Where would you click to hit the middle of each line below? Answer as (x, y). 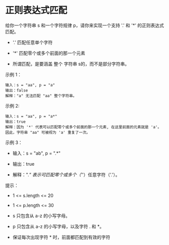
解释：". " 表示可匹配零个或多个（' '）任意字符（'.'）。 (66, 174)
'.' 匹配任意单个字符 (33, 42)
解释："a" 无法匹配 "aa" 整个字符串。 (41, 96)
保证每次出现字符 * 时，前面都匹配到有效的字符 (61, 237)
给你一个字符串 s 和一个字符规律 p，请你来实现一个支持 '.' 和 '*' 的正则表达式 (85, 25)
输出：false (17, 90)
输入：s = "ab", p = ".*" (37, 153)
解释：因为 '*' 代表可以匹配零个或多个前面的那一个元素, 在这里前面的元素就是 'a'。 (83, 127)
